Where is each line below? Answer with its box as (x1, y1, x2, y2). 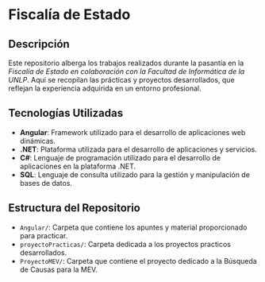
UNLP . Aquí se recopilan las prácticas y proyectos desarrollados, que (8, 75, 236, 84)
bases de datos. (19, 178, 73, 187)
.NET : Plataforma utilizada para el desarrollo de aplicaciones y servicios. (19, 145, 258, 154)
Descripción (8, 37, 70, 51)
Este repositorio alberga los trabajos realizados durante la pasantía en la (8, 58, 244, 68)
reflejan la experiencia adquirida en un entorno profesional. (8, 83, 202, 93)
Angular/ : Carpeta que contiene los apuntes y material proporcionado (19, 222, 248, 232)
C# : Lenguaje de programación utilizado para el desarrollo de (19, 153, 221, 162)
